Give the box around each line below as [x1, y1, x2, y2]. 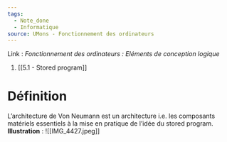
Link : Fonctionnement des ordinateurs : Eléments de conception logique [7, 50, 220, 58]
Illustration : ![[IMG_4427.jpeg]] [7, 127, 100, 136]
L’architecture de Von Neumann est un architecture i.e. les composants [7, 111, 216, 121]
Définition [7, 88, 68, 104]
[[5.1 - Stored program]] [17, 63, 88, 72]
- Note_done [14, 17, 50, 24]
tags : [7, 10, 23, 18]
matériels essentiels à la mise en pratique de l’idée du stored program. [7, 119, 213, 128]
